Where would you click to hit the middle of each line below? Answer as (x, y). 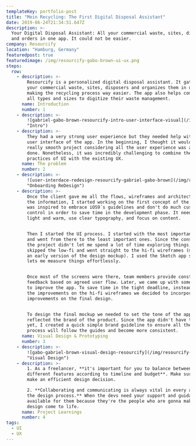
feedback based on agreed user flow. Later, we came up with (103, 282)
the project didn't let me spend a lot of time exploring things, (109, 245)
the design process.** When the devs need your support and (101, 396)
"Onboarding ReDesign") (56, 186)
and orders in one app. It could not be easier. (71, 39)
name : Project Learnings (52, 412)
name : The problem (44, 164)
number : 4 (33, 417)
